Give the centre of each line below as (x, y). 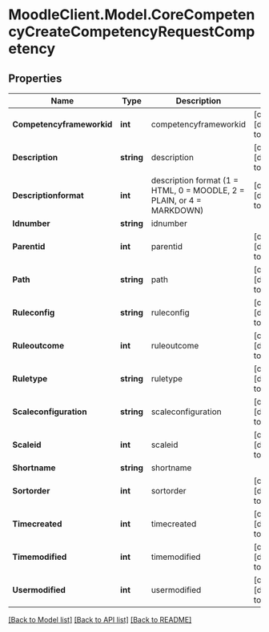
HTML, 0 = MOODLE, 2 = (198, 190)
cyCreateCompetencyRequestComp (132, 32)
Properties (35, 78)
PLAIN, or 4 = (176, 200)
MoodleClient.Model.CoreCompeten (132, 15)
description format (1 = (195, 180)
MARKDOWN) (177, 210)
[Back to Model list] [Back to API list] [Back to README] (100, 620)
